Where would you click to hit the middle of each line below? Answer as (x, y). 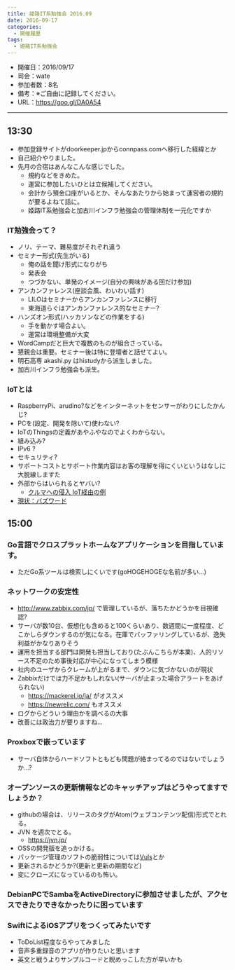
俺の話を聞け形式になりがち (68, 264)
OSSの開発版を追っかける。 (57, 848)
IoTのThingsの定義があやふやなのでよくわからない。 (93, 432)
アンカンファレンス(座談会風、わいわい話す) (81, 291)
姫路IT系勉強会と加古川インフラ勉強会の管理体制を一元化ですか (119, 210)
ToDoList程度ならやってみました (64, 942)
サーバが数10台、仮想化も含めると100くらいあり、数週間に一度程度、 (117, 626)
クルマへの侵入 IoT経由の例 (67, 492)
